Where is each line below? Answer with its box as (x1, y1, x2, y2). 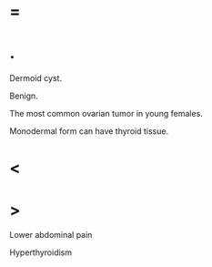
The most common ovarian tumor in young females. (9, 108, 203, 119)
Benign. (9, 90, 38, 101)
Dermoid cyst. (9, 73, 62, 84)
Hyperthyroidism (9, 247, 73, 258)
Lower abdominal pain (9, 230, 93, 241)
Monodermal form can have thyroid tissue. (9, 126, 169, 137)
